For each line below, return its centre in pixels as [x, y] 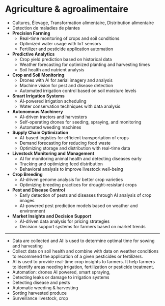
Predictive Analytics [33, 54]
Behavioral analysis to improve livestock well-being [71, 169]
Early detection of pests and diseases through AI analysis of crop [85, 195]
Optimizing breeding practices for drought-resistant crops [78, 184]
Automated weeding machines [50, 127]
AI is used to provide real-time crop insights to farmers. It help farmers [83, 261]
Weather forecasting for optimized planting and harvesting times [85, 64]
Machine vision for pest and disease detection [66, 85]
